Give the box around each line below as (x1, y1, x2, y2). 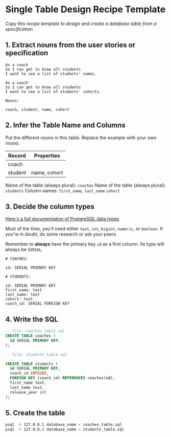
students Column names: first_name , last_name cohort (5, 188, 120, 194)
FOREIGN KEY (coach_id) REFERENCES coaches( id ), (10, 376, 115, 381)
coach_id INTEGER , (10, 371, 50, 376)
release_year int (10, 389, 47, 395)
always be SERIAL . (5, 246, 43, 252)
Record (8, 152, 27, 159)
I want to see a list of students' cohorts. (5, 89, 102, 94)
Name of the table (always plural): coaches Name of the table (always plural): (5, 182, 166, 188)
